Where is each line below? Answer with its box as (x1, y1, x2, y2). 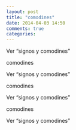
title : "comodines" (6, 14, 55, 20)
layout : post (6, 8, 39, 15)
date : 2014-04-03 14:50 (6, 20, 66, 26)
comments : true (6, 25, 44, 32)
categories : (6, 31, 36, 37)
